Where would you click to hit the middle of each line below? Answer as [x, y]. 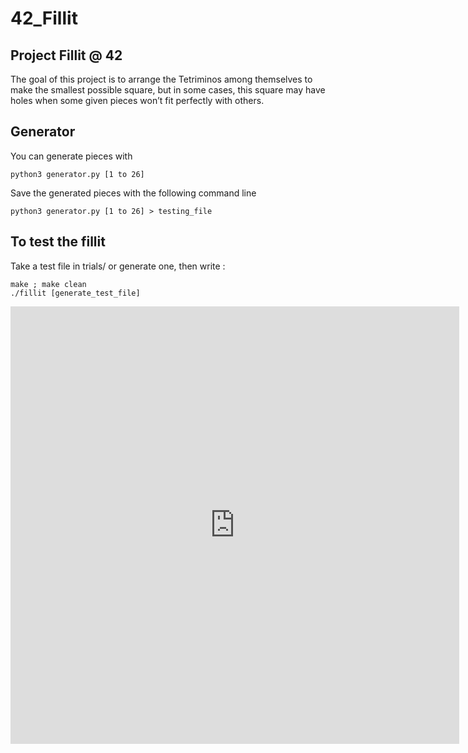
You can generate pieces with [71, 156]
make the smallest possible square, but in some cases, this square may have [168, 90]
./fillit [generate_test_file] [75, 293]
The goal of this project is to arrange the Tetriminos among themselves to [161, 79]
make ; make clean [48, 284]
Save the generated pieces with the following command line [133, 193]
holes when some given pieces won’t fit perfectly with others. [137, 100]
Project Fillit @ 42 [66, 55]
